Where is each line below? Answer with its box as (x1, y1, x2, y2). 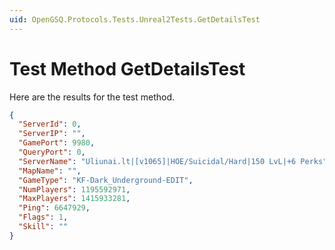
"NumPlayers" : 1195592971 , (18, 184, 131, 195)
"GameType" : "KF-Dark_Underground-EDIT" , (18, 175, 194, 185)
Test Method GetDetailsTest (9, 57, 246, 80)
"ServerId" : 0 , (18, 119, 82, 130)
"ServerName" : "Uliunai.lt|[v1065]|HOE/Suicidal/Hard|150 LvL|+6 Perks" (18, 156, 328, 166)
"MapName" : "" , (18, 166, 82, 176)
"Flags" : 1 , (18, 212, 69, 223)
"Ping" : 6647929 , (18, 203, 91, 213)
